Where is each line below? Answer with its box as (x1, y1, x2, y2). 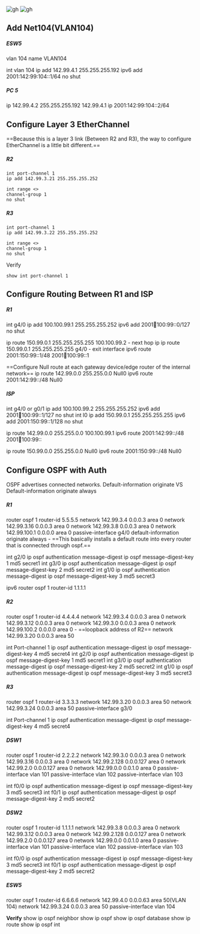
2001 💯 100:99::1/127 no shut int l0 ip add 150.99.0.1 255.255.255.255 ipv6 (6, 411, 186, 419)
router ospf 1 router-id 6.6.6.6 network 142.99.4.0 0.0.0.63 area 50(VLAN (6, 897, 186, 904)
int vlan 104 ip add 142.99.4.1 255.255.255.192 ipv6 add (6, 67, 143, 74)
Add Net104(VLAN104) (6, 23, 94, 33)
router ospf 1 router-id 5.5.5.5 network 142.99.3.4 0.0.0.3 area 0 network (6, 517, 185, 524)
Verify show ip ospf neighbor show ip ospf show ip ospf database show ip (6, 915, 191, 922)
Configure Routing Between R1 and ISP (6, 289, 154, 300)
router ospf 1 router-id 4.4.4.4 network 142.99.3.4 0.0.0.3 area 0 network (6, 613, 186, 620)
